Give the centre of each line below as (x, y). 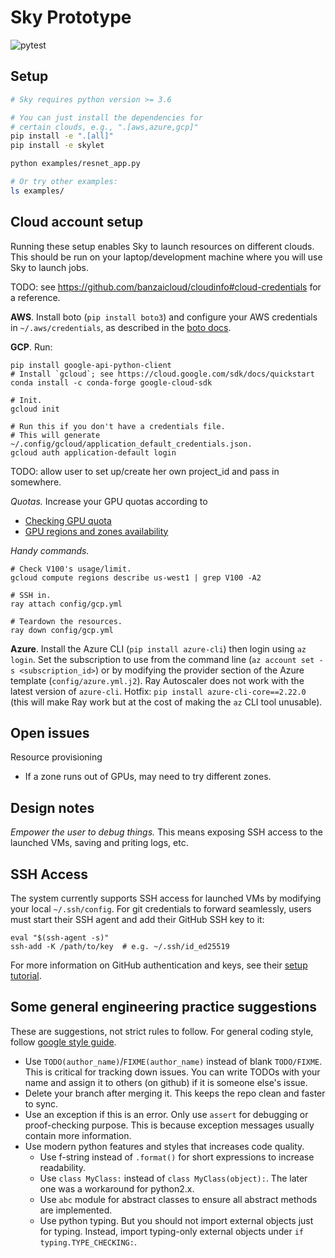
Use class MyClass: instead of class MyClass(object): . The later (173, 1178)
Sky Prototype (71, 17)
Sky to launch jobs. (50, 267)
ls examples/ (37, 191)
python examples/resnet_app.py (75, 164)
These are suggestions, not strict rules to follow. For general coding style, (162, 1031)
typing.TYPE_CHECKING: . (88, 1242)
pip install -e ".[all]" (62, 136)
